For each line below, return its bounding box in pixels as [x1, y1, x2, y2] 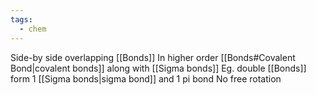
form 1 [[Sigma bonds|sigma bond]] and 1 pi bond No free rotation [10, 72, 282, 85]
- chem [19, 24, 47, 34]
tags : [10, 14, 33, 25]
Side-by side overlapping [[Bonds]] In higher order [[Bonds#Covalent [10, 51, 296, 63]
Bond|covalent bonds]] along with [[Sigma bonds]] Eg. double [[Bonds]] [10, 62, 307, 74]
